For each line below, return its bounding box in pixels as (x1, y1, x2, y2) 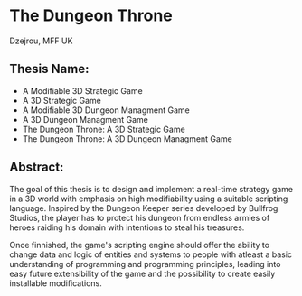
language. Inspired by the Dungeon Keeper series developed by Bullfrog (9, 202, 278, 213)
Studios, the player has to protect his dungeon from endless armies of (9, 212, 270, 223)
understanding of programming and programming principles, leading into (9, 258, 281, 269)
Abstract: (9, 160, 64, 175)
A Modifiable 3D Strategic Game (22, 85, 143, 96)
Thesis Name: (9, 61, 90, 77)
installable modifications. (9, 277, 102, 289)
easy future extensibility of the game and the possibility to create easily (9, 268, 276, 279)
